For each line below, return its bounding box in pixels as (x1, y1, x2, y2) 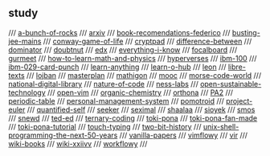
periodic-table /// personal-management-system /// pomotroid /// (8, 96, 225, 105)
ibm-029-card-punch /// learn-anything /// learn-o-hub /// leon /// (8, 62, 227, 72)
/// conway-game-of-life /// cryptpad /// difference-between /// (43, 36, 252, 46)
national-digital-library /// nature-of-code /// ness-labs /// (8, 79, 198, 88)
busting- (231, 27, 261, 37)
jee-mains (8, 36, 42, 46)
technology (8, 88, 46, 97)
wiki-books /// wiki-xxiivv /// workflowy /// (8, 138, 148, 148)
